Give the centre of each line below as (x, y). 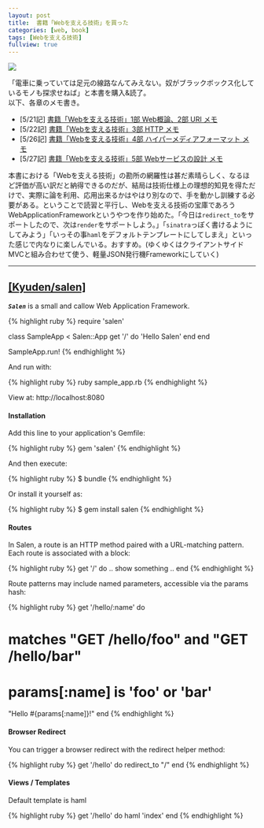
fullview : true (33, 45)
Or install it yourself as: (45, 494)
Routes (20, 527)
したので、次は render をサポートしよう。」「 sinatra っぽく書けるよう (137, 225)
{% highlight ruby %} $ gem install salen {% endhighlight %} (106, 510)
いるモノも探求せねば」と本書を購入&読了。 (79, 93)
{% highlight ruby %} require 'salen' (66, 321)
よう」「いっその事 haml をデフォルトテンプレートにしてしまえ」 (130, 235)
